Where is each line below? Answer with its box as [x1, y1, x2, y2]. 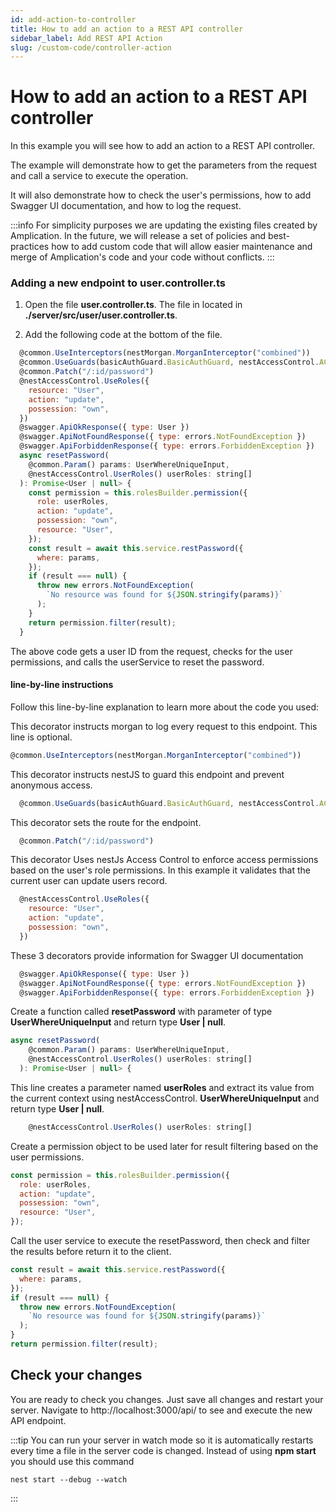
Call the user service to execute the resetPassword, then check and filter [10, 1235, 311, 1247]
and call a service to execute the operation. [10, 170, 189, 182]
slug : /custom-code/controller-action [10, 42, 172, 53]
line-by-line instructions [10, 679, 114, 691]
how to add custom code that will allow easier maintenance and [51, 241, 313, 253]
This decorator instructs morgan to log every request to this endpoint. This [10, 720, 318, 732]
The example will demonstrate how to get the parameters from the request [10, 159, 318, 171]
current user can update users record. [10, 875, 168, 887]
